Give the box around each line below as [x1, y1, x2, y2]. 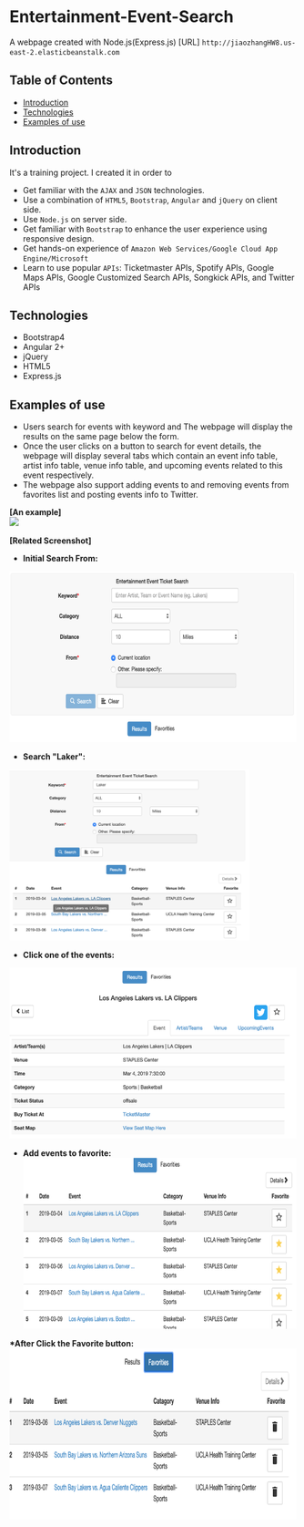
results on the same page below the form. [22, 431, 180, 442]
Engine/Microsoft [22, 253, 89, 263]
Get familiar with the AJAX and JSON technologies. [22, 184, 205, 195]
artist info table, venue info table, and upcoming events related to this [22, 460, 284, 471]
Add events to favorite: [22, 1148, 112, 1159]
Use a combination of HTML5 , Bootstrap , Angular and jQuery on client [22, 194, 278, 205]
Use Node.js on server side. [22, 213, 127, 224]
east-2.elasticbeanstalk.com [9, 47, 120, 57]
